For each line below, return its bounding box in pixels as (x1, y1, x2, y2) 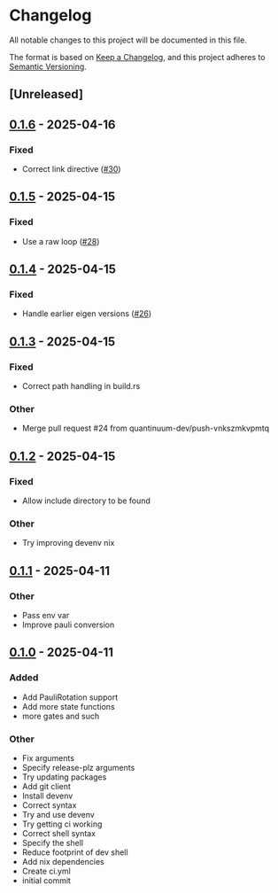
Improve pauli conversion (21, 619, 115, 630)
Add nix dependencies (21, 857, 104, 867)
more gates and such (21, 711, 100, 721)
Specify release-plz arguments (21, 763, 135, 773)
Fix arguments (21, 753, 75, 764)
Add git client (21, 781, 71, 792)
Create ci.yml (21, 866, 71, 877)
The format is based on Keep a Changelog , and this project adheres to (9, 51, 266, 62)
